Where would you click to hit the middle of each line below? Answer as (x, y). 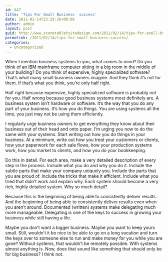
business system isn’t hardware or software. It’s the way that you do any (79, 103)
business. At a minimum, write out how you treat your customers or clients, (82, 140)
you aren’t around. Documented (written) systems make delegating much (80, 207)
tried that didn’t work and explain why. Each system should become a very (82, 181)
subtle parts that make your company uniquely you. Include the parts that (81, 171)
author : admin (20, 24)
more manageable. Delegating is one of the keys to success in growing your (83, 212)
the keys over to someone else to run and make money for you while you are (84, 238)
